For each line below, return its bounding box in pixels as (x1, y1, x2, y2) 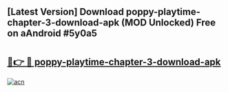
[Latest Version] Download (7, 6, 125, 18)
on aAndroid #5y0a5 (7, 27, 98, 39)
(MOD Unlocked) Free (121, 17, 216, 29)
